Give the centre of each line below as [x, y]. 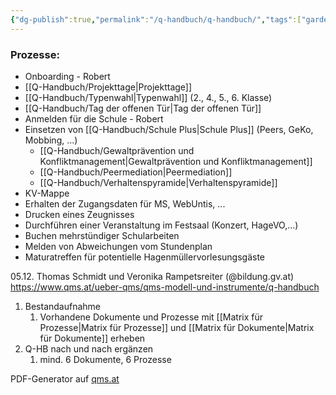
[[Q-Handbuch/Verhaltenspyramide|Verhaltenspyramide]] [158, 182]
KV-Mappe [47, 193]
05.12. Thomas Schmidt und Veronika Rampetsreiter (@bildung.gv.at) [152, 276]
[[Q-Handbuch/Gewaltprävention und [117, 150]
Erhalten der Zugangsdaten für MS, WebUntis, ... [125, 203]
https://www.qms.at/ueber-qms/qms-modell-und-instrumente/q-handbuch [165, 287]
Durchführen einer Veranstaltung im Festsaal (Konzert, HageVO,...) [161, 225]
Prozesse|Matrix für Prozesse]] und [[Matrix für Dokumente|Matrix [177, 327]
